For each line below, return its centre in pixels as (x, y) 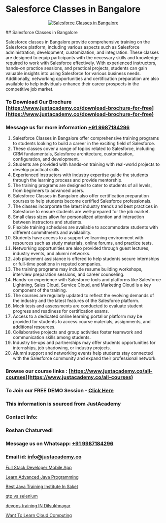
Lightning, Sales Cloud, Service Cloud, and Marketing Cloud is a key (82, 285)
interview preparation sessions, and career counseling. (68, 274)
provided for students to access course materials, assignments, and (82, 322)
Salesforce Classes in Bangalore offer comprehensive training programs (86, 138)
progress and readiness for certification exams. (61, 311)
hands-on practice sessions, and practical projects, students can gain (76, 68)
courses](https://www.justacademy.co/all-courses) (69, 377)
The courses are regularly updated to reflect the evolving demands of (83, 296)
